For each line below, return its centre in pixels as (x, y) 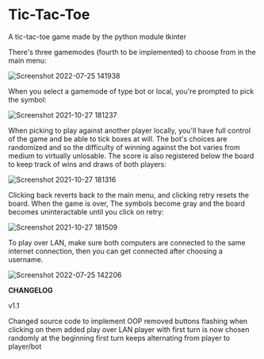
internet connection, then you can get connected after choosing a (116, 251)
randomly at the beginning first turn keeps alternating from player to (119, 338)
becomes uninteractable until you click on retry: (86, 211)
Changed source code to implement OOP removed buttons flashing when (128, 321)
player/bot (25, 346)
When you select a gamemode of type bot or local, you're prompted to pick (131, 91)
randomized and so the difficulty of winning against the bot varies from (124, 147)
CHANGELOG (31, 290)
